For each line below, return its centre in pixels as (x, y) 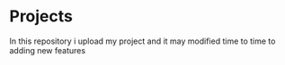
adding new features (48, 50)
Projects (41, 16)
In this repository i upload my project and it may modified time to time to (142, 41)
